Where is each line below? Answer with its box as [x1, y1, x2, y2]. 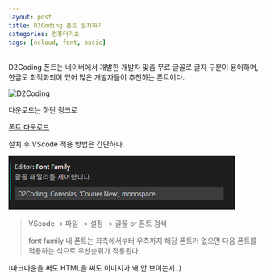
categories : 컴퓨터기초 [8, 30, 80, 38]
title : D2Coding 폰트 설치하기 [8, 21, 103, 30]
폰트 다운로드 [8, 122, 50, 132]
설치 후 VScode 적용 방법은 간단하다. [8, 139, 125, 149]
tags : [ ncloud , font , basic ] [8, 39, 106, 47]
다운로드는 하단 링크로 [8, 105, 78, 115]
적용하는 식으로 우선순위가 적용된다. [27, 246, 141, 256]
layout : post [8, 13, 52, 21]
